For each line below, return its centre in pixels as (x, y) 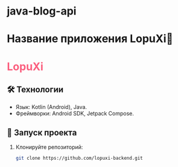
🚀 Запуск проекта (42, 132)
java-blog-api (42, 11)
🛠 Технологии (35, 89)
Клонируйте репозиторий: (49, 147)
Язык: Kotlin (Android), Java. (51, 107)
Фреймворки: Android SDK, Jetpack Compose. (75, 114)
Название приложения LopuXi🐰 (90, 39)
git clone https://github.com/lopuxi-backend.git (79, 159)
